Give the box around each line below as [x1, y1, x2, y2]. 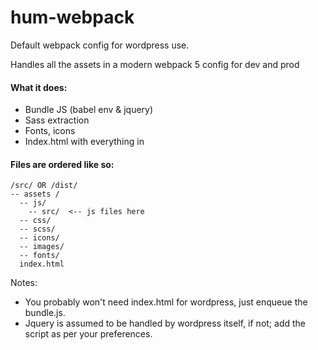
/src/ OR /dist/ [10, 181, 78, 191]
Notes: [10, 277, 38, 289]
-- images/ [19, 242, 65, 252]
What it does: [10, 81, 68, 93]
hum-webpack [10, 6, 135, 29]
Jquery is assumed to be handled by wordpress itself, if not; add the [24, 317, 306, 330]
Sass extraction [24, 114, 90, 126]
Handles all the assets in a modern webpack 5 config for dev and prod [10, 58, 300, 70]
